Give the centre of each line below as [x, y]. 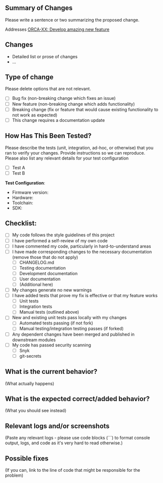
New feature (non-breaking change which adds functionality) [73, 104]
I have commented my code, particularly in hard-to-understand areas [81, 246]
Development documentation [48, 273]
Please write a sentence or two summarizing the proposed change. [72, 20]
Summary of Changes [39, 8]
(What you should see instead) [36, 411]
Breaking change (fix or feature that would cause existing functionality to [85, 109]
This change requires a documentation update [58, 120]
